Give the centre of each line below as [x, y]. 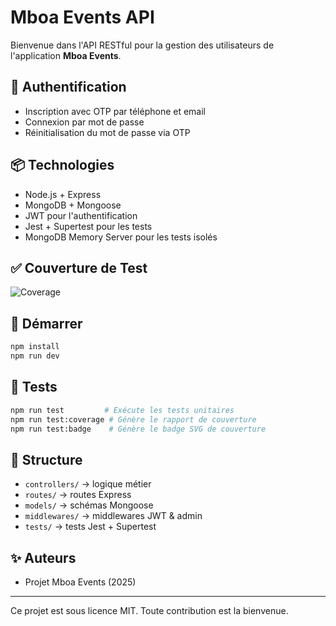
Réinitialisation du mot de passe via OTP [107, 132]
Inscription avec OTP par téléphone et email [115, 111]
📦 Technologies [62, 165]
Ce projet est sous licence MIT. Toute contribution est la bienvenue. [149, 610]
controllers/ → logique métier [88, 484]
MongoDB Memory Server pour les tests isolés [121, 237]
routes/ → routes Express [78, 495]
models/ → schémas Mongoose [89, 505]
